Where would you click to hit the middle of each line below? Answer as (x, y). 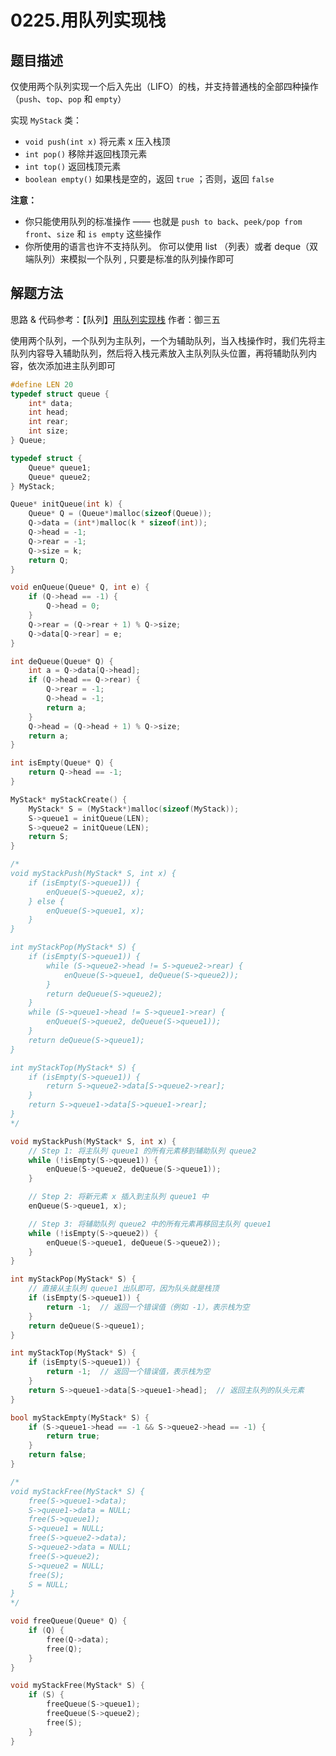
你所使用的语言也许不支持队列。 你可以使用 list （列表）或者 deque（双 (171, 246)
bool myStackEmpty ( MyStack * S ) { (80, 1417)
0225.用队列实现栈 (88, 20)
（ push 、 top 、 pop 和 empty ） (68, 99)
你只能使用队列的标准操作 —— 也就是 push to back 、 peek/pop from (163, 221)
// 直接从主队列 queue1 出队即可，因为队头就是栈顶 (124, 1289)
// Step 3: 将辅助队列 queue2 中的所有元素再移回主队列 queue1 (150, 1224)
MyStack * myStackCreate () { (69, 799)
